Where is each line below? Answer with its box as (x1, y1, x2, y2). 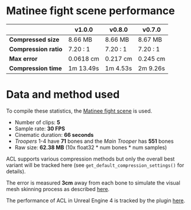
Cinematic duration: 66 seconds (14, 131, 94, 138)
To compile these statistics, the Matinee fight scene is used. (6, 107, 153, 114)
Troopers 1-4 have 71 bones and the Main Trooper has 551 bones (14, 137, 174, 145)
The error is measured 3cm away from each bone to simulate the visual (6, 179, 180, 186)
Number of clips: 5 (14, 119, 60, 126)
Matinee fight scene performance (6, 4, 176, 18)
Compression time (9, 64, 62, 72)
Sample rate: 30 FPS (14, 125, 65, 132)
